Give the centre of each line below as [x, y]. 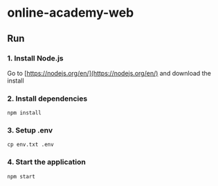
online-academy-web [71, 13]
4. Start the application [47, 162]
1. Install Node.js [35, 58]
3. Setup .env [30, 130]
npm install [24, 113]
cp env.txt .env [30, 145]
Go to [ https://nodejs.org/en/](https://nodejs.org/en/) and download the [109, 73]
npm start [21, 176]
